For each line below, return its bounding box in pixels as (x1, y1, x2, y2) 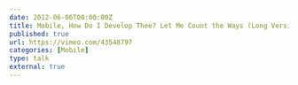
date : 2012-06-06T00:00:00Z (9, 12, 114, 22)
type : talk (9, 54, 50, 63)
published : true (9, 29, 69, 38)
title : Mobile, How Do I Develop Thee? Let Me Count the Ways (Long (9, 21, 268, 30)
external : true (9, 63, 66, 72)
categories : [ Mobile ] (9, 46, 90, 55)
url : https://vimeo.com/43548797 (9, 37, 133, 47)
